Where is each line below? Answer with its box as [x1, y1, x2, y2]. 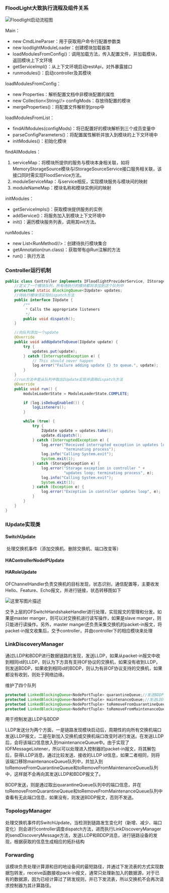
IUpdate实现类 [5, 521, 41, 528]
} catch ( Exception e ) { [32, 484, 84, 489]
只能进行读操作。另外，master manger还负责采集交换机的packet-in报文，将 [5, 621, 162, 627]
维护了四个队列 [5, 682, 36, 688]
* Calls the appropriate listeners [25, 307, 100, 312]
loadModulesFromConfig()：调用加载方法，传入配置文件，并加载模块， [12, 51, 160, 57]
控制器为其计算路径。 [9, 882, 54, 888]
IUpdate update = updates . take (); [41, 428, 114, 433]
